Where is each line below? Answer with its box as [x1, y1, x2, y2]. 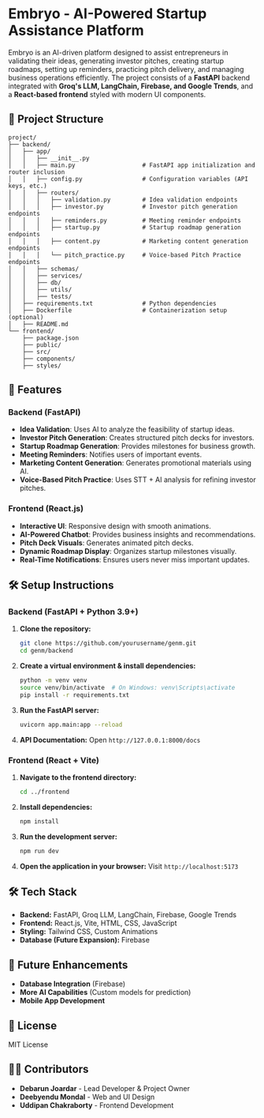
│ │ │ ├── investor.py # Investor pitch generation [8, 202, 238, 210]
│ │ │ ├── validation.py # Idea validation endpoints [8, 195, 238, 204]
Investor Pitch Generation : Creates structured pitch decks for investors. [19, 433, 255, 442]
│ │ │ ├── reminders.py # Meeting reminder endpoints [8, 216, 242, 224]
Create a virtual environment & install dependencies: [19, 661, 196, 671]
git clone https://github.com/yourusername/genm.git [19, 639, 197, 648]
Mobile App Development [19, 996, 105, 1006]
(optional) [8, 313, 44, 321]
